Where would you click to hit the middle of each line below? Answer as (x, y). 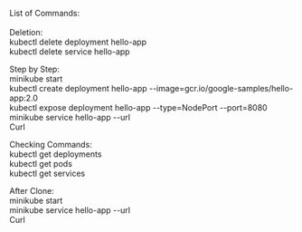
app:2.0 (24, 98)
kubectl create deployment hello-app (78, 88)
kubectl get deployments (56, 154)
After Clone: (32, 191)
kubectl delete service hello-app (70, 52)
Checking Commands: (51, 145)
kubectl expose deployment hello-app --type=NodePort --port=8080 (139, 107)
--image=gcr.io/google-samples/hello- (221, 88)
